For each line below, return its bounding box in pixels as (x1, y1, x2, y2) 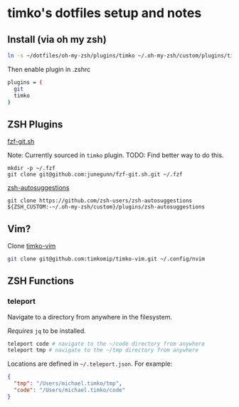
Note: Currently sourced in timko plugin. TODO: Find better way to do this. (7, 151, 224, 159)
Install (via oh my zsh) (7, 33, 107, 46)
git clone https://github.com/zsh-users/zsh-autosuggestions (7, 197, 193, 204)
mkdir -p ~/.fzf (7, 165, 55, 172)
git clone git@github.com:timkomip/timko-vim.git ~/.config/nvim (7, 255, 205, 263)
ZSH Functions (7, 275, 75, 287)
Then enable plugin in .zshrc (7, 65, 91, 73)
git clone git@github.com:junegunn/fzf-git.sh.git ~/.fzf (7, 171, 183, 179)
